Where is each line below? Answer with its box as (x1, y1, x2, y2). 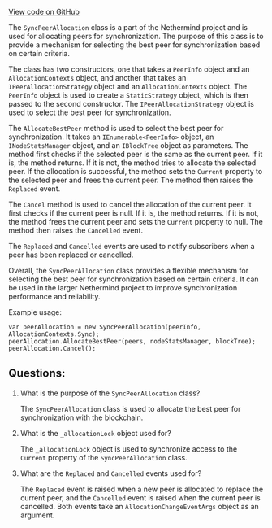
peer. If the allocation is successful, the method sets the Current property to (8, 167, 263, 176)
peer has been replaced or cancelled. (8, 250, 134, 260)
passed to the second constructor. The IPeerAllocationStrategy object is (8, 99, 254, 108)
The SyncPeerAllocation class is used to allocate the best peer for (19, 404, 241, 413)
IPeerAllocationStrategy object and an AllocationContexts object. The (8, 81, 248, 91)
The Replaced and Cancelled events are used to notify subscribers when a (8, 242, 255, 251)
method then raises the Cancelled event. (8, 225, 144, 235)
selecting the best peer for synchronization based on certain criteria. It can (8, 274, 259, 284)
